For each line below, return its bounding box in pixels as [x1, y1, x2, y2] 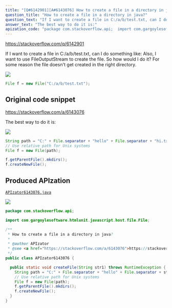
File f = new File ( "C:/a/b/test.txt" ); [5, 81, 91, 86]
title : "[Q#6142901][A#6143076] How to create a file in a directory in [5, 7, 164, 13]
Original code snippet [5, 95, 76, 104]
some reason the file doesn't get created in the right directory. [5, 62, 137, 68]
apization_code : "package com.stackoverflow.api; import [5, 27, 132, 32]
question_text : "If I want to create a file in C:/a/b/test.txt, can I [5, 17, 161, 22]
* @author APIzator [7, 241, 50, 246]
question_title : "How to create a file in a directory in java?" [5, 12, 147, 17]
